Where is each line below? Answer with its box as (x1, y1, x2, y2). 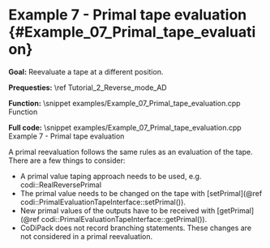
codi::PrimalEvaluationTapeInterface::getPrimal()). (41, 214, 208, 224)
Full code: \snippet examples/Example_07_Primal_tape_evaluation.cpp (8, 122, 242, 132)
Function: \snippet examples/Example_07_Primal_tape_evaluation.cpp (8, 98, 241, 108)
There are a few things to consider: (8, 156, 126, 165)
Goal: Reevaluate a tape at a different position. (8, 66, 164, 76)
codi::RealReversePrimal (19, 180, 102, 190)
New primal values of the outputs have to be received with (19, 205, 216, 216)
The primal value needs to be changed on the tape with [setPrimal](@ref (19, 188, 263, 198)
